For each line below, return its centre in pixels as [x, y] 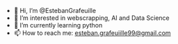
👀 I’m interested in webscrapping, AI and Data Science [92, 18]
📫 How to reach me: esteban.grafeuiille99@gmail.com [92, 33]
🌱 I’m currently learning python [58, 25]
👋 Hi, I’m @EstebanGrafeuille [55, 11]
